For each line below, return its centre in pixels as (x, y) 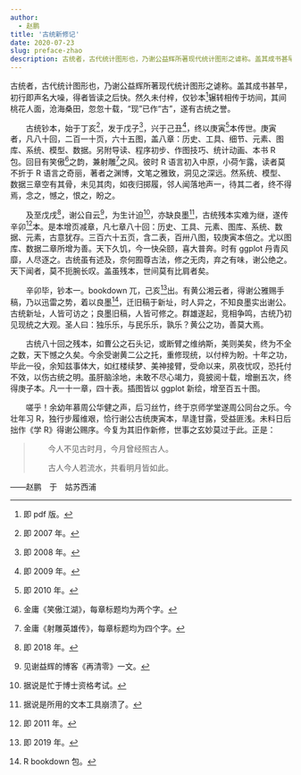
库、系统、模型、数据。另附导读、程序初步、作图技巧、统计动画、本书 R (143, 150)
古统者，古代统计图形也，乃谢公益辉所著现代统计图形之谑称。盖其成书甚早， (151, 85)
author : (25, 17)
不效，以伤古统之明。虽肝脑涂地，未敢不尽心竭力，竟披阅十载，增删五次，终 (151, 377)
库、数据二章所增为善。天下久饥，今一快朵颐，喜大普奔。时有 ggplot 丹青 (145, 249)
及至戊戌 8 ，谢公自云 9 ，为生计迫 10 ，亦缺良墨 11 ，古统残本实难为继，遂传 (157, 214)
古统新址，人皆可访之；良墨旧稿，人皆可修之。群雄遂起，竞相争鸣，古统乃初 (151, 313)
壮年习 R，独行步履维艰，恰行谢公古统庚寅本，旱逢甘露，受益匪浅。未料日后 (150, 418)
